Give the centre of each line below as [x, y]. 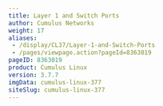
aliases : [23, 38]
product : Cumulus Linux [48, 68]
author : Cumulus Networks [51, 23]
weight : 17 [26, 30]
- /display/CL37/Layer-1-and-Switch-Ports [83, 45]
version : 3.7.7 [34, 75]
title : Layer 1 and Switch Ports [64, 16]
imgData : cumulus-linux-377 [55, 82]
